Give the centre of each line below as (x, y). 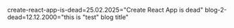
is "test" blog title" (102, 17)
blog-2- (216, 10)
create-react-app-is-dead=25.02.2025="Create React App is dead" (105, 10)
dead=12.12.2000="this (41, 17)
